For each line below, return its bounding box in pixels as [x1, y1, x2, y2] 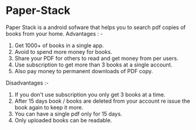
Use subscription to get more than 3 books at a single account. [14, 61, 173, 68]
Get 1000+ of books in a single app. [14, 42, 104, 49]
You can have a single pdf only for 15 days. [14, 110, 122, 117]
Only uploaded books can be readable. [14, 116, 112, 124]
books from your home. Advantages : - [5, 30, 103, 37]
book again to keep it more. [14, 103, 83, 111]
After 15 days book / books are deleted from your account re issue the [14, 97, 191, 105]
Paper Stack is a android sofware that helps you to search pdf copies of [5, 24, 186, 31]
